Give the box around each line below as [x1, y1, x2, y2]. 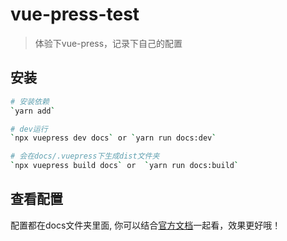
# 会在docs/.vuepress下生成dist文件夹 [10, 151, 160, 162]
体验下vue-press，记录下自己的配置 [34, 37, 183, 49]
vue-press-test [10, 3, 140, 26]
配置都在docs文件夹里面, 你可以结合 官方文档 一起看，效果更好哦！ [10, 219, 282, 231]
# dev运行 [10, 124, 48, 134]
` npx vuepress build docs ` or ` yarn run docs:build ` [10, 161, 240, 171]
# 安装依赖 [10, 96, 50, 107]
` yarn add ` [10, 106, 56, 116]
